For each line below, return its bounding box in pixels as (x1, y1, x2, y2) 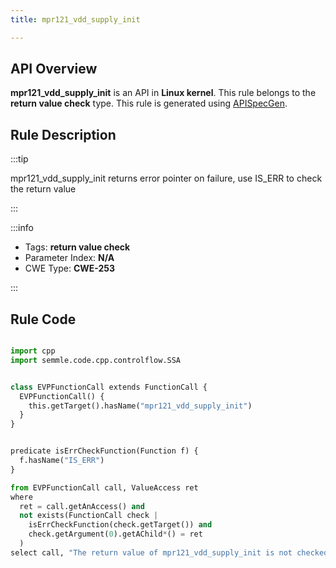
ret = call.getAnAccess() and (19, 501, 145, 511)
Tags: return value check (24, 241, 131, 253)
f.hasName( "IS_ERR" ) (19, 456, 105, 466)
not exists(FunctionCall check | (19, 511, 159, 521)
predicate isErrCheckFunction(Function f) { (10, 446, 199, 456)
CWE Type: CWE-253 (24, 262, 116, 275)
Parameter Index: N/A (24, 252, 115, 264)
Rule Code (10, 311, 77, 328)
